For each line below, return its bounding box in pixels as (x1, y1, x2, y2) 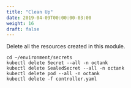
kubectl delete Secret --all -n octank (6, 60, 108, 66)
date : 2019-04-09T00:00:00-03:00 (6, 15, 92, 21)
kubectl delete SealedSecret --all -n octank (6, 65, 124, 71)
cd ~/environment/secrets (6, 54, 72, 61)
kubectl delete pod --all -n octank (6, 71, 100, 77)
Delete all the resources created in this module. (6, 43, 125, 50)
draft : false (6, 26, 40, 32)
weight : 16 (6, 20, 34, 26)
